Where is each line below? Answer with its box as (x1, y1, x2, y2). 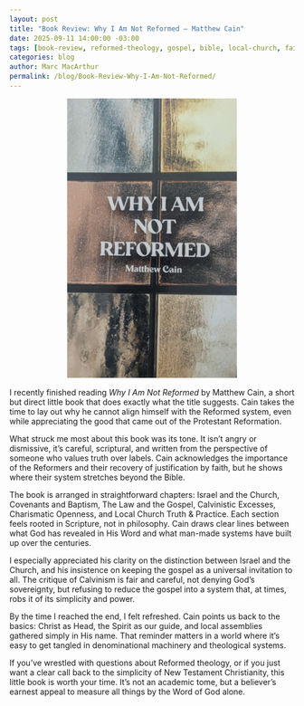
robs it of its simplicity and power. (9, 593, 136, 604)
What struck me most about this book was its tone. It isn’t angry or (9, 433, 258, 444)
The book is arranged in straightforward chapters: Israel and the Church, (9, 489, 280, 500)
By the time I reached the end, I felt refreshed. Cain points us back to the (9, 611, 280, 622)
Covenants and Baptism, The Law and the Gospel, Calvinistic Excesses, (9, 499, 276, 510)
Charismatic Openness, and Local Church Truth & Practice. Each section (9, 508, 280, 520)
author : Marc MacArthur (9, 62, 100, 72)
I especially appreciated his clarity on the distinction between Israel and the (9, 555, 291, 566)
